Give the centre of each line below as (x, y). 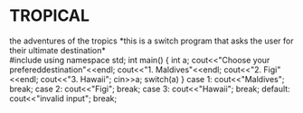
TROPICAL (50, 16)
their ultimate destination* (58, 50)
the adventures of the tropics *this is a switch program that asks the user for (151, 41)
